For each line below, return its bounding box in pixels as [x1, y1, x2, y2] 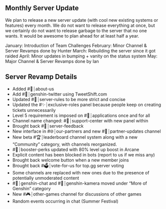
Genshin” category [12, 185, 51, 191]
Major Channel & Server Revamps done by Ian [5, 58, 99, 64]
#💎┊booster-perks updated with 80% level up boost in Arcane [12, 146, 140, 153]
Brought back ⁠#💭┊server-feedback [12, 123, 84, 129]
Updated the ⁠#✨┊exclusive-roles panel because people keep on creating [12, 102, 162, 107]
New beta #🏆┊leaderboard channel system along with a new [12, 134, 138, 140]
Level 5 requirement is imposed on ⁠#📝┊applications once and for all [12, 112, 150, 118]
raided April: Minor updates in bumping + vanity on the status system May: [5, 53, 158, 59]
